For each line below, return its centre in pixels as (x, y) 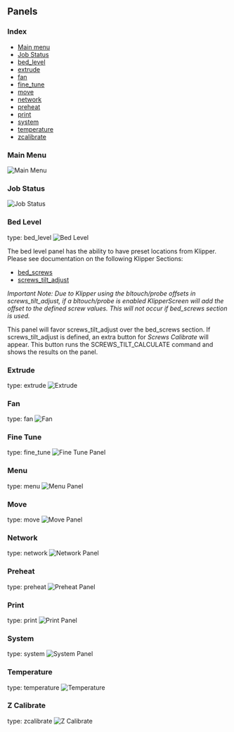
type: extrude (27, 385)
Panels (22, 12)
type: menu (24, 486)
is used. (19, 315)
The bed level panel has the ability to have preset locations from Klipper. (112, 251)
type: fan (20, 419)
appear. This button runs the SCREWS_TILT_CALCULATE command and (110, 344)
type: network (27, 553)
